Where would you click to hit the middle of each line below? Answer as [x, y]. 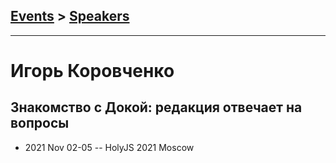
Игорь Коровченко [92, 71]
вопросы [40, 123]
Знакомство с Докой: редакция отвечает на [156, 107]
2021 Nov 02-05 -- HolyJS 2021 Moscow [109, 147]
